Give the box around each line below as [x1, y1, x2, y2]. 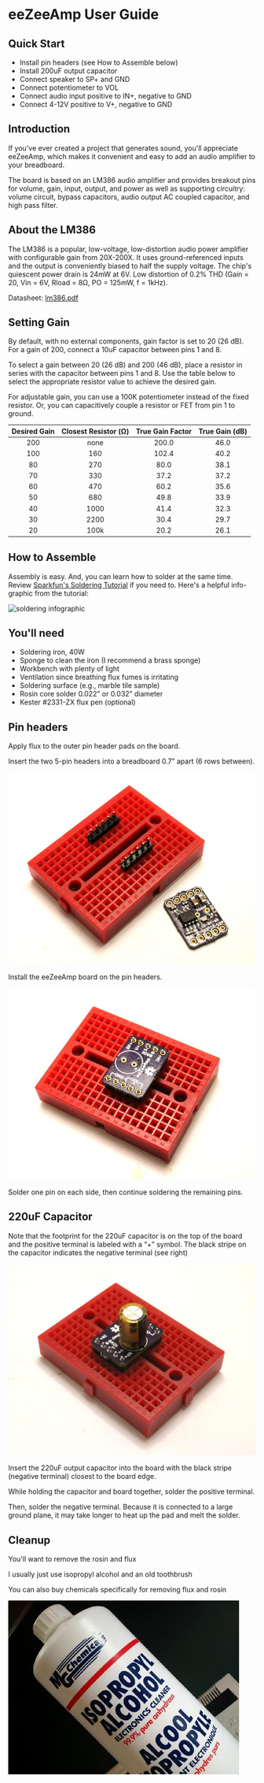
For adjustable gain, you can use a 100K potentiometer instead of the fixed [8, 392, 249, 402]
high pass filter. [8, 200, 58, 210]
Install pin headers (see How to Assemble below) [19, 58, 178, 67]
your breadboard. [8, 160, 65, 169]
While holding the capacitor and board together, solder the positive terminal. [8, 1487, 255, 1496]
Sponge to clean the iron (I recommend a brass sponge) [19, 656, 201, 665]
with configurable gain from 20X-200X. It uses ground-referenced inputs [8, 252, 244, 262]
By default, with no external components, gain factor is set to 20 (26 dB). [8, 336, 244, 346]
